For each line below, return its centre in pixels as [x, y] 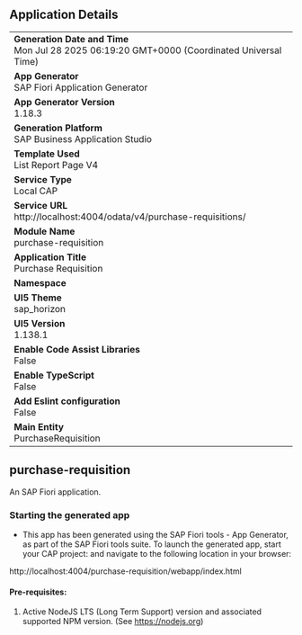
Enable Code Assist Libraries [77, 349]
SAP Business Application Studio [83, 139]
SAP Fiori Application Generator [81, 87]
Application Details [64, 15]
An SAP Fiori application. [55, 492]
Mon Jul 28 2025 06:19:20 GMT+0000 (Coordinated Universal [148, 50]
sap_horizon [40, 309]
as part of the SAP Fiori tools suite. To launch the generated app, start [151, 544]
